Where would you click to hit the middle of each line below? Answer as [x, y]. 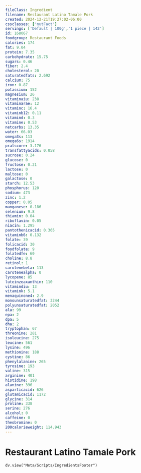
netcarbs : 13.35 [22, 127]
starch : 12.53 [20, 184]
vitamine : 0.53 [21, 122]
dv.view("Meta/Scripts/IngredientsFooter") [51, 465]
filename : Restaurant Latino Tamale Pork [49, 15]
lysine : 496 [18, 347]
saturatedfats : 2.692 [28, 76]
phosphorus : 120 [22, 188]
